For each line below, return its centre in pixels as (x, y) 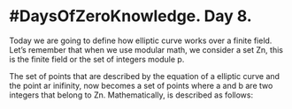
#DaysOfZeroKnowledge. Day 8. (131, 16)
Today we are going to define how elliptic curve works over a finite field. (141, 40)
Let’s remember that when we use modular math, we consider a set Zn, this (146, 49)
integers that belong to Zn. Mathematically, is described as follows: (131, 95)
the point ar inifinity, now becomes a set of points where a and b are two (141, 85)
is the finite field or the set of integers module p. (97, 59)
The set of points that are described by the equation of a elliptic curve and (145, 76)
